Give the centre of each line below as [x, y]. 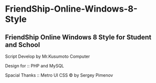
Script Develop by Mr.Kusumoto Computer [48, 56]
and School [23, 45]
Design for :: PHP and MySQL [35, 66]
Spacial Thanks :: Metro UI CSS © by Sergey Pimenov [59, 75]
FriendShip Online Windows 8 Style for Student [78, 37]
